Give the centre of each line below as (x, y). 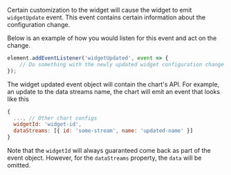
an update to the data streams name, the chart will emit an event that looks (113, 91)
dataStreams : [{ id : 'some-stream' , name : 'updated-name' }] (103, 131)
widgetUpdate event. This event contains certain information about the (107, 17)
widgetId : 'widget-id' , (47, 125)
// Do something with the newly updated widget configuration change (122, 64)
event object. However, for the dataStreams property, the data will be (104, 158)
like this (18, 99)
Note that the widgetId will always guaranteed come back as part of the (109, 150)
